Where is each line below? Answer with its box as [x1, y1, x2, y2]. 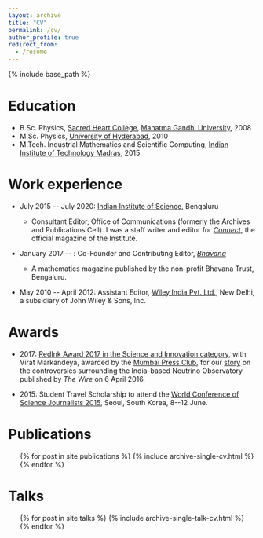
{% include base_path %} [8, 70, 91, 79]
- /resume [15, 48, 47, 56]
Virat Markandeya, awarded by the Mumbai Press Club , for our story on [19, 357, 251, 367]
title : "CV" [8, 19, 47, 27]
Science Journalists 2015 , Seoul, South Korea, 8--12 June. [19, 397, 208, 407]
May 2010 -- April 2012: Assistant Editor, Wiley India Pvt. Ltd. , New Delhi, [19, 287, 255, 297]
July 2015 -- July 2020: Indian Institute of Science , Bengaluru [19, 201, 219, 210]
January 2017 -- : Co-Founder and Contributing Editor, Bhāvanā [19, 248, 226, 258]
